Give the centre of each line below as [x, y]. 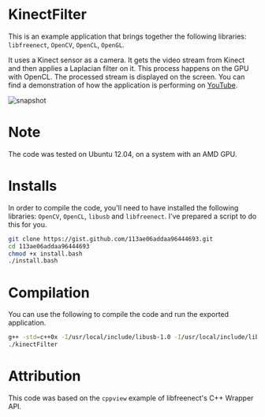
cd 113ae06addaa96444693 [49, 246]
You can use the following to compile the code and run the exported [119, 315]
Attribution [45, 376]
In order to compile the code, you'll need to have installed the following [123, 207]
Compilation [49, 292]
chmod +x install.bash [45, 254]
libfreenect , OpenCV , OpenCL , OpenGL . [66, 44]
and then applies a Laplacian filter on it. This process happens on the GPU [129, 68]
